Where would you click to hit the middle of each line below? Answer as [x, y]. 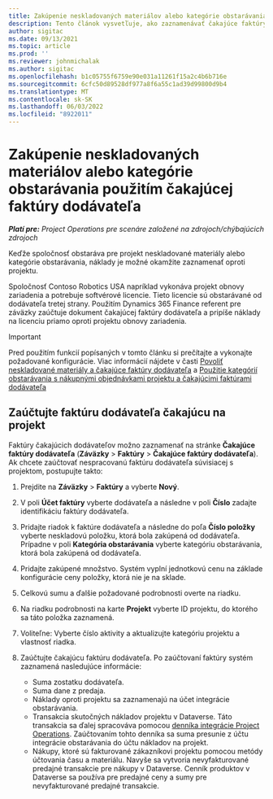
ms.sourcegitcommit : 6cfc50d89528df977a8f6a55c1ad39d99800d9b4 [118, 84]
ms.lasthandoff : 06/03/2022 [56, 107]
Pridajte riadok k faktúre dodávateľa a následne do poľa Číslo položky [138, 526]
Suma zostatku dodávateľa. [78, 682]
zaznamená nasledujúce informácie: [81, 666]
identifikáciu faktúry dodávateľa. [74, 511]
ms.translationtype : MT [49, 92]
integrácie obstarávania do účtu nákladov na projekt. [120, 742]
